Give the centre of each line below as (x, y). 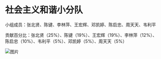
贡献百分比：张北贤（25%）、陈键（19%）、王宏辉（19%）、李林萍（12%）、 (81, 35)
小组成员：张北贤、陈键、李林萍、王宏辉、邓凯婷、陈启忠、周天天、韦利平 (80, 25)
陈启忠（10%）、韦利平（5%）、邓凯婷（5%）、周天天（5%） (66, 41)
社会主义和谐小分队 (44, 10)
